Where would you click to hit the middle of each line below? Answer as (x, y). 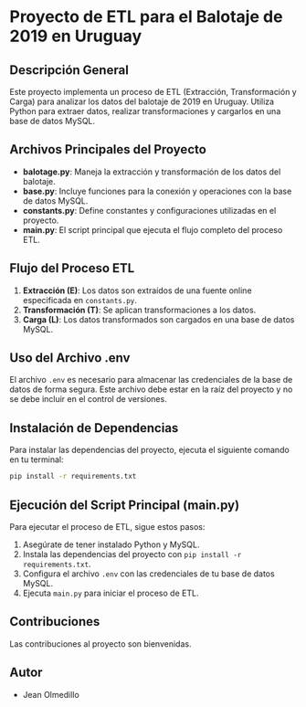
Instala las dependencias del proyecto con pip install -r (132, 554)
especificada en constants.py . (79, 300)
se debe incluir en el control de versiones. (88, 399)
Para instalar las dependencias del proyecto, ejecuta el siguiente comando (149, 450)
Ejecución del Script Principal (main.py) (125, 505)
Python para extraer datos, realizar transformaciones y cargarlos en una (145, 111)
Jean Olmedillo (51, 694)
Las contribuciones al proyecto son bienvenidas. (100, 644)
